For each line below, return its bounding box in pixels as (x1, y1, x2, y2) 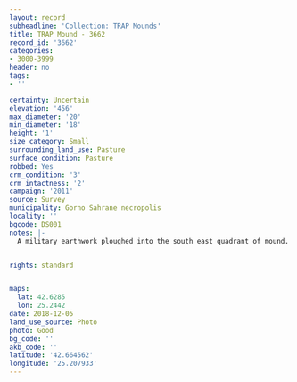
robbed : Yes (9, 162, 54, 170)
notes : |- (9, 228, 46, 237)
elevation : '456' (9, 104, 74, 112)
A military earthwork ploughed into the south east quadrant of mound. (17, 237, 290, 245)
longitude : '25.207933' (9, 359, 98, 369)
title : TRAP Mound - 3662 (9, 29, 105, 38)
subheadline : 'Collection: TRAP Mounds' (9, 21, 162, 30)
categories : (9, 46, 54, 55)
